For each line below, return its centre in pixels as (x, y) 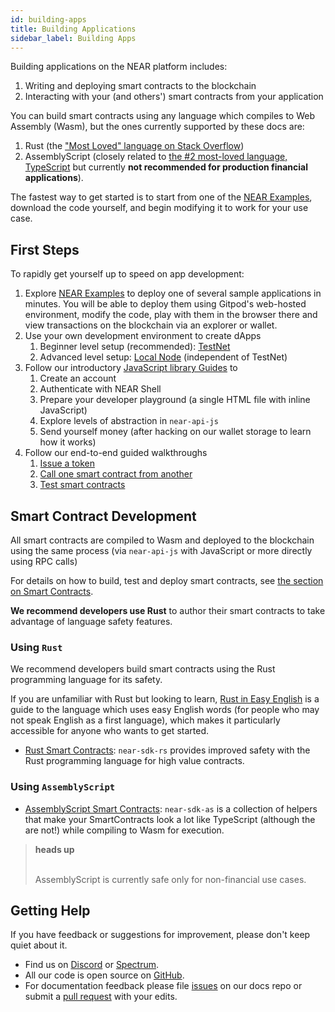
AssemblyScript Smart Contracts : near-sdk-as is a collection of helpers (171, 808)
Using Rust (36, 647)
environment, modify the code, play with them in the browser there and (171, 315)
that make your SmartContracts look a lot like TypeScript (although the (170, 819)
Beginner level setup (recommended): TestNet (135, 347)
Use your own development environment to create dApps (143, 336)
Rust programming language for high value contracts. (134, 761)
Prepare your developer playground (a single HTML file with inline (175, 400)
